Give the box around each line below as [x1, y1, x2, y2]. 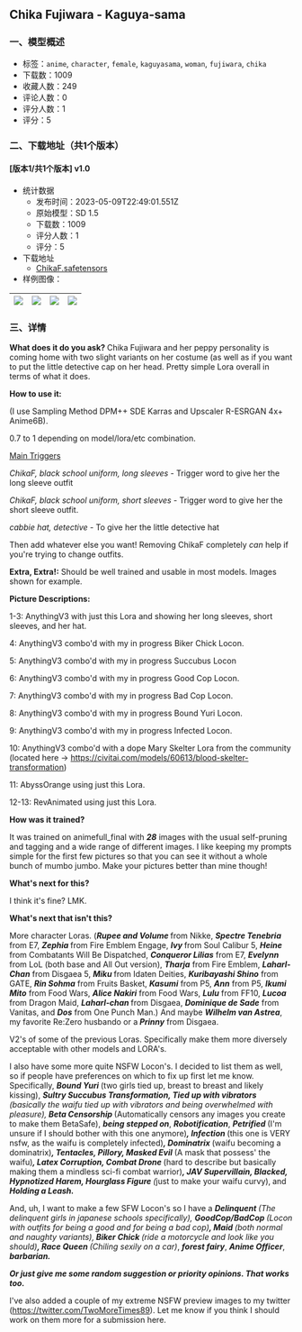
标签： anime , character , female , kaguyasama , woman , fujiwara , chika [22, 58, 267, 68]
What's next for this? [9, 878, 90, 889]
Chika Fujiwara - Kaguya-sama [9, 7, 186, 23]
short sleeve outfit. [9, 505, 79, 515]
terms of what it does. [9, 371, 91, 382]
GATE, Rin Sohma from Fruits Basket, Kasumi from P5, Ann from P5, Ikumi [9, 978, 287, 990]
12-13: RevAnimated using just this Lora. [9, 797, 157, 807]
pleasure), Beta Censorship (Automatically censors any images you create [9, 1108, 286, 1120]
